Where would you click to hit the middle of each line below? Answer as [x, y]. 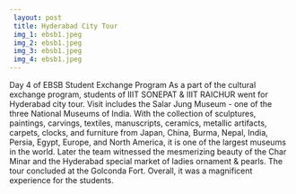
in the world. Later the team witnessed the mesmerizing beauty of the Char [148, 152]
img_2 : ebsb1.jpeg [48, 43]
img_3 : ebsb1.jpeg [48, 51]
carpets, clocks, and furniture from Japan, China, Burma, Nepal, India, [139, 132]
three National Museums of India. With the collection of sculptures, [133, 114]
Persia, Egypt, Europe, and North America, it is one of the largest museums [148, 142]
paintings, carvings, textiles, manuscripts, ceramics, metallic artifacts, [138, 123]
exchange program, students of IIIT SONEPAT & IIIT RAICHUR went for [139, 94]
